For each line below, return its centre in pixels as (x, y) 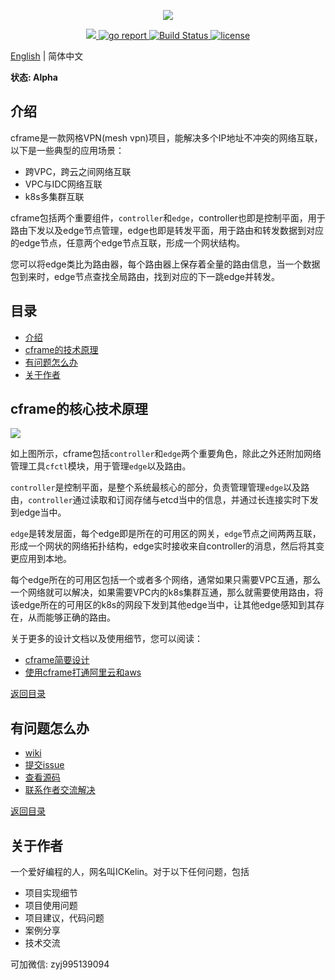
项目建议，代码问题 (64, 918)
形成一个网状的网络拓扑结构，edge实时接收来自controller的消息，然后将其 (163, 546)
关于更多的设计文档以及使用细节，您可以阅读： (106, 639)
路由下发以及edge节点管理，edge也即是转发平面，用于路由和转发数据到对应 (167, 230)
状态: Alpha (34, 77)
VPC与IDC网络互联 (63, 184)
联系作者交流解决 (60, 790)
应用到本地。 (45, 559)
